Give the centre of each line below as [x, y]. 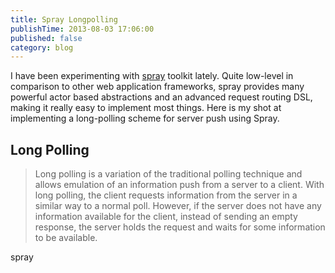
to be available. [66, 238]
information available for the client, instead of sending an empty [166, 217]
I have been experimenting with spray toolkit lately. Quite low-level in [152, 76]
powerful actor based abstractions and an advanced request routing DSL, [161, 97]
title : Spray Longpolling [64, 19]
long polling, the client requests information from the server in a [166, 195]
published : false [46, 38]
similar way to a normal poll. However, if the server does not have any [178, 206]
